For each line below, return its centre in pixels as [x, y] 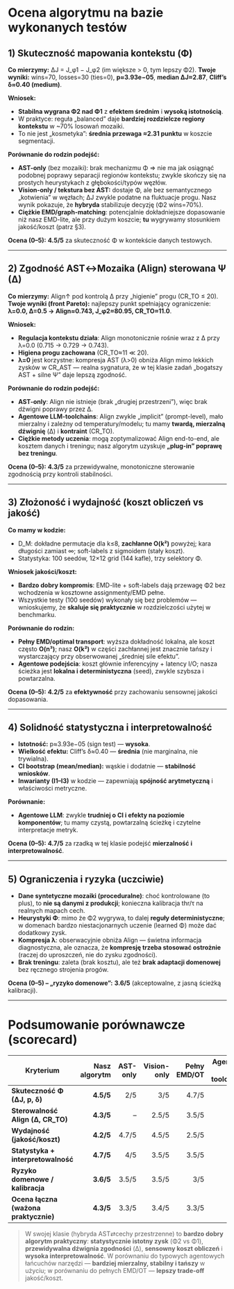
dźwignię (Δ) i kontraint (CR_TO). [66, 431]
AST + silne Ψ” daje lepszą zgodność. [72, 374]
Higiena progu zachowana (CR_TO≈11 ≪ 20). [83, 353]
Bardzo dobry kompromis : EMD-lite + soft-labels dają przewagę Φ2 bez [122, 585]
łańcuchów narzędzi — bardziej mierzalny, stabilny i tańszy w [115, 1263]
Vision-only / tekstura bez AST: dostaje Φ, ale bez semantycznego [115, 190]
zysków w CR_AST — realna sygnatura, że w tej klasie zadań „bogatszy [120, 367]
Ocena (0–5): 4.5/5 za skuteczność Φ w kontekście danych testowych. [110, 240]
